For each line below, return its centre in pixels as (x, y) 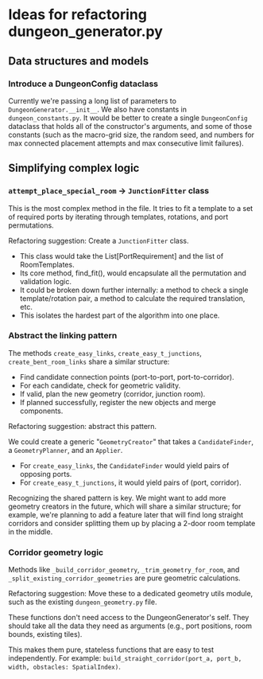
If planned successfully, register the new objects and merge (118, 402)
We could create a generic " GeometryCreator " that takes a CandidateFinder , (131, 441)
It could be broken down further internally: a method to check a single (134, 290)
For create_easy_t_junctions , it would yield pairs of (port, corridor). (131, 482)
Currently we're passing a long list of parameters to (93, 100)
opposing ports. (46, 474)
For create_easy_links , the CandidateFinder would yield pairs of (124, 465)
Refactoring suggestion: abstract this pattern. (83, 426)
